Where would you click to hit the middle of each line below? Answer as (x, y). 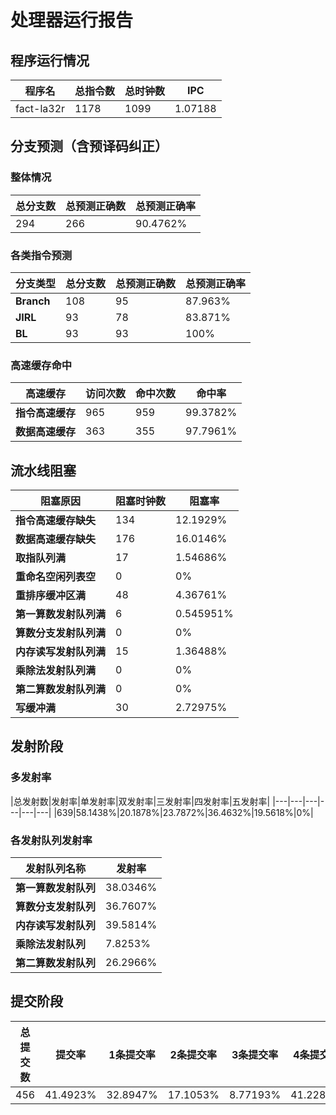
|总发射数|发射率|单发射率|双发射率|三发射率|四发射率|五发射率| (140, 801)
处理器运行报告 (72, 20)
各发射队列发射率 (51, 840)
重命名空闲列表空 (56, 577)
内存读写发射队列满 (61, 652)
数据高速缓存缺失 (56, 539)
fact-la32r (40, 108)
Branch (33, 301)
